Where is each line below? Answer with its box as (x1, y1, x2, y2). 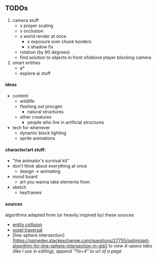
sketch (12, 184, 26, 190)
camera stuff (12, 17, 39, 23)
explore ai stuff (19, 70, 51, 76)
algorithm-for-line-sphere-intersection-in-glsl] (12, 243, 108, 249)
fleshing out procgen (19, 103, 63, 109)
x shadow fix (27, 43, 54, 49)
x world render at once (19, 33, 67, 39)
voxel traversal (12, 227, 43, 233)
